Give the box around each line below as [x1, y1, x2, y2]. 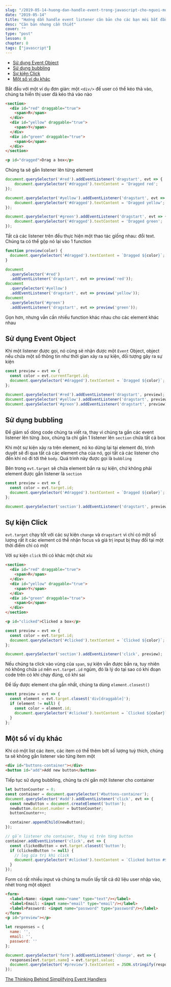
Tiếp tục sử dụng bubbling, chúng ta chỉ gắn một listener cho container [5, 777, 154, 783]
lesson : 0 [5, 36, 26, 41]
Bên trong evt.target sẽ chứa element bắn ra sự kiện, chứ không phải [5, 465, 152, 471]
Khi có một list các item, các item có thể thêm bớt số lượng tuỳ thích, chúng [5, 748, 164, 754]
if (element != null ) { [10, 701, 60, 706]
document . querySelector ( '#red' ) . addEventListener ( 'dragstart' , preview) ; [5, 392, 165, 397]
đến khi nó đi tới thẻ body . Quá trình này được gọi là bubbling [5, 455, 132, 462]
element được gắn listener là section [5, 471, 82, 477]
